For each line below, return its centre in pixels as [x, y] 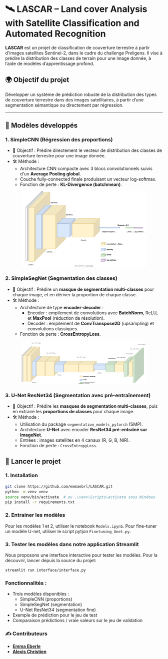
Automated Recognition [55, 34]
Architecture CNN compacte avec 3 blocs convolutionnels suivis [86, 169]
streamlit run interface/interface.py [45, 570]
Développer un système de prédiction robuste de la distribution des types [81, 94]
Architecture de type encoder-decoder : [62, 307]
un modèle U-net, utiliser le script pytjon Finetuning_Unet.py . [68, 531]
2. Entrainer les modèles [35, 515]
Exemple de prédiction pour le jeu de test [55, 615]
